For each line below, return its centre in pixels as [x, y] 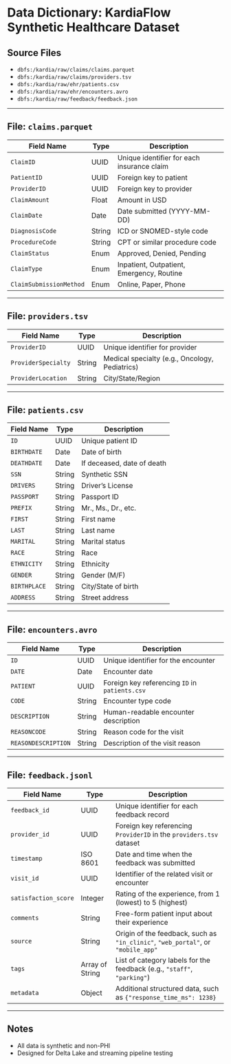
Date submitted [142, 211]
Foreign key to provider [155, 189]
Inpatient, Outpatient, [151, 265]
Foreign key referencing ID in [150, 683]
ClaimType [26, 269]
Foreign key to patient [152, 177]
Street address [105, 597]
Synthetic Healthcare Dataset [93, 27]
